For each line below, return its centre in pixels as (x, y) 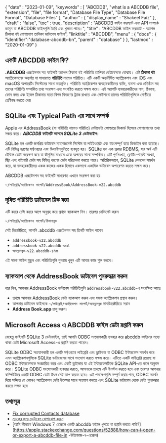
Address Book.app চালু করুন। (40, 309)
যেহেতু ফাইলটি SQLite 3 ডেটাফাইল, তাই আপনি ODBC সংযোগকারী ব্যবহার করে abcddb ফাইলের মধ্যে (82, 337)
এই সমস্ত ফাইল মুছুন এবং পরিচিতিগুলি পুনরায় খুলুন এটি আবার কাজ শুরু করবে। (59, 260)
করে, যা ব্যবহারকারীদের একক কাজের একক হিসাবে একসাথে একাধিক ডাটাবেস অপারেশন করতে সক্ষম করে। (78, 166)
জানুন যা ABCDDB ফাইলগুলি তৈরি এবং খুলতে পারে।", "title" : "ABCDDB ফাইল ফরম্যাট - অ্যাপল (80, 28)
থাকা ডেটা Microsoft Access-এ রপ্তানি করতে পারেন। (47, 343)
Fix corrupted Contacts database (46, 413)
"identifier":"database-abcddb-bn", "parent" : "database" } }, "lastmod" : (79, 40)
